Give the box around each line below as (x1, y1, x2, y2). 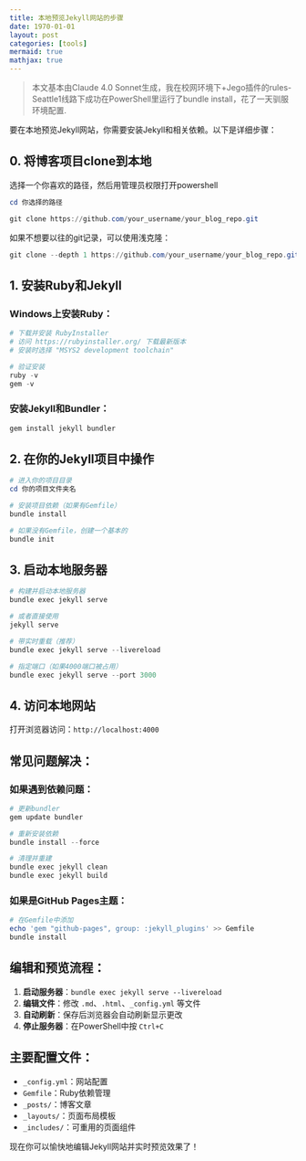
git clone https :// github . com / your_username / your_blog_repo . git (9, 214, 259, 224)
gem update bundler (9, 812, 84, 822)
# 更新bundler (9, 804, 61, 813)
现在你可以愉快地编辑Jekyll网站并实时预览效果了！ (9, 1141, 199, 1152)
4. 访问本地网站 (9, 698, 96, 713)
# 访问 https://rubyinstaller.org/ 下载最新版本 (9, 337, 187, 346)
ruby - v (9, 371, 39, 380)
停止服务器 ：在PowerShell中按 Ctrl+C (22, 1020, 164, 1031)
